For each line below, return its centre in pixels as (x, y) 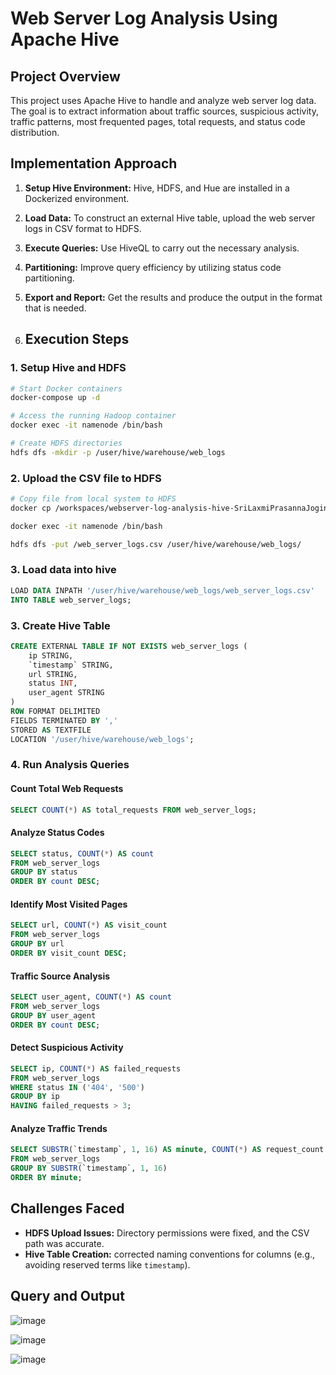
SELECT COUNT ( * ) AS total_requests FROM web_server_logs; (133, 810)
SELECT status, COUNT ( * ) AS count (82, 853)
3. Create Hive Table (60, 625)
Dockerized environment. (77, 198)
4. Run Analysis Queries (70, 765)
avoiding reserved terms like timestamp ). (107, 1264)
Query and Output (67, 1296)
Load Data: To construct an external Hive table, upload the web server (170, 218)
